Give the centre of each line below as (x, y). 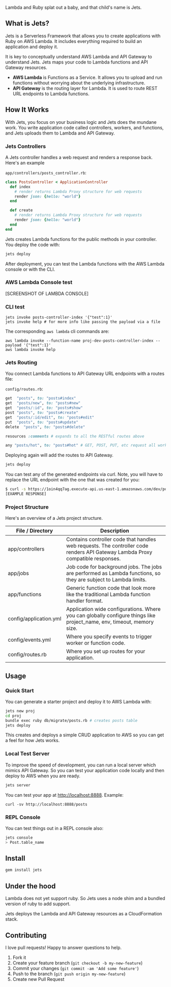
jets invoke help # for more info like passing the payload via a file (83, 322)
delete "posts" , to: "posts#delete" (45, 427)
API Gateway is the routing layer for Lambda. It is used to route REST (85, 88)
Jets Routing (21, 363)
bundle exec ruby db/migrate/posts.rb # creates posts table (72, 720)
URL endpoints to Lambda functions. (51, 94)
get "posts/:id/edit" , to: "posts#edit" (50, 417)
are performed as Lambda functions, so (113, 574)
